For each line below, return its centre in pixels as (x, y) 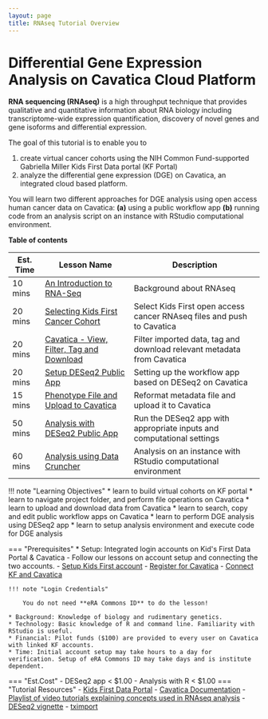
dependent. (26, 666)
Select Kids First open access (189, 306)
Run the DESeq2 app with (181, 418)
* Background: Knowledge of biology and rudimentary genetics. (116, 617)
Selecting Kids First (81, 311)
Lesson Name (85, 265)
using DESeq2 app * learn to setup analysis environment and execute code (132, 525)
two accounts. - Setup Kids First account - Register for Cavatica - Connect (131, 566)
